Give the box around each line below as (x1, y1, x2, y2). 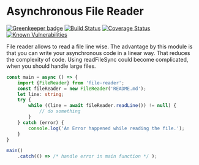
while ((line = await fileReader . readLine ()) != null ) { (28, 103, 176, 109)
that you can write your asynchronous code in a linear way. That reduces (6, 49, 190, 56)
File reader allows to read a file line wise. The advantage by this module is (6, 43, 193, 50)
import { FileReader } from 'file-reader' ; (17, 79, 124, 86)
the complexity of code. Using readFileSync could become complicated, (6, 56, 189, 63)
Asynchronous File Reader (6, 4, 144, 18)
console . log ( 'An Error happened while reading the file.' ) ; (28, 125, 185, 131)
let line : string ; (17, 91, 64, 97)
